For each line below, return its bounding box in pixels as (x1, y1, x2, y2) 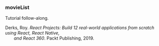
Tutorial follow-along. (5, 15, 49, 21)
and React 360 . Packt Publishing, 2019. (14, 35, 94, 41)
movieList (5, 4, 30, 11)
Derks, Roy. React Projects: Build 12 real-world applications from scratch (5, 25, 155, 31)
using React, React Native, (5, 30, 60, 36)
